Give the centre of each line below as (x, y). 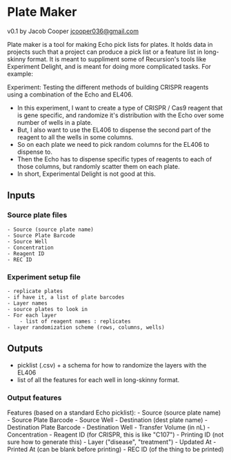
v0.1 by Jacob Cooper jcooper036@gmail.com (73, 31)
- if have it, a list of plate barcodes (66, 297)
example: (20, 74)
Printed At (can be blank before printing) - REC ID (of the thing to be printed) (115, 450)
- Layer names (28, 303)
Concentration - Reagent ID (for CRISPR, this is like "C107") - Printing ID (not (115, 434)
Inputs (21, 196)
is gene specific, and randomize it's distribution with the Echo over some (120, 115)
